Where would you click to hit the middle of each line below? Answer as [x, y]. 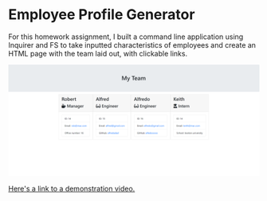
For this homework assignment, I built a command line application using [126, 37]
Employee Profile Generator [102, 15]
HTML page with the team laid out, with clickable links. [98, 53]
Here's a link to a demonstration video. [72, 189]
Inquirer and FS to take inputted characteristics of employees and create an [132, 44]
